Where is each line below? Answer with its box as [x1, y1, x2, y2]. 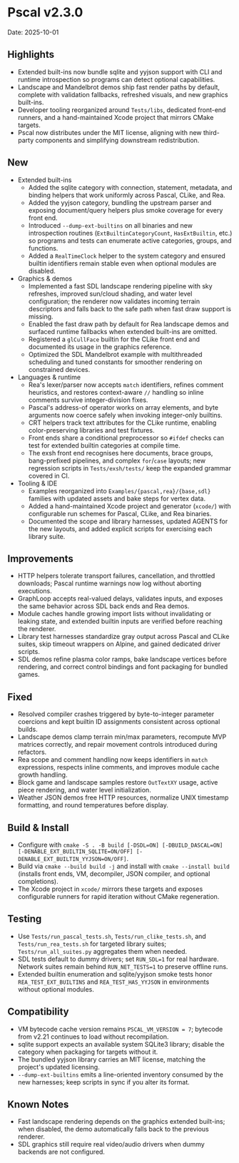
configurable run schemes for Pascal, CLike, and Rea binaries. [28, 509, 212, 518]
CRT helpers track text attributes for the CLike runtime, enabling [28, 418, 217, 427]
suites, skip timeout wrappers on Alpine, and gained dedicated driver [17, 640, 221, 648]
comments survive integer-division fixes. [28, 396, 148, 404]
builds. [17, 725, 38, 734]
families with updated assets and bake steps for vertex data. [28, 494, 206, 503]
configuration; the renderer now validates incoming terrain [28, 297, 200, 306]
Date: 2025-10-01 [7, 28, 59, 36]
